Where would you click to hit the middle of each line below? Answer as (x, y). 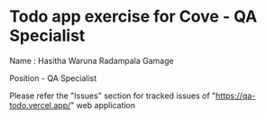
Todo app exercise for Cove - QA (133, 17)
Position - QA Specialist (53, 78)
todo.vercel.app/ (40, 105)
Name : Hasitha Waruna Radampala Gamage (92, 60)
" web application (103, 105)
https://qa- (235, 96)
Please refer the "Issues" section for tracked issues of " (113, 96)
